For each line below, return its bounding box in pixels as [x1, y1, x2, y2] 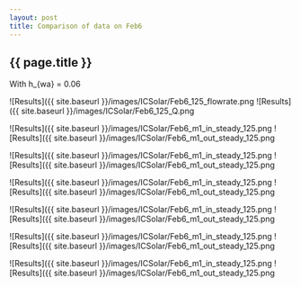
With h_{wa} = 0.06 [9, 78, 81, 90]
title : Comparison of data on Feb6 [9, 22, 143, 31]
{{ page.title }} [9, 55, 93, 70]
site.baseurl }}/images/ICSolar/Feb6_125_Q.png [21, 105, 195, 117]
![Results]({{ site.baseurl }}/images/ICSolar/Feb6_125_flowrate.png [9, 96, 254, 107]
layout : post [9, 13, 58, 22]
